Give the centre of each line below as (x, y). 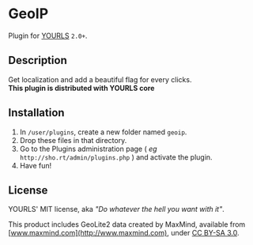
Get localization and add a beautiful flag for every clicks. (100, 79)
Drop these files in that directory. (73, 140)
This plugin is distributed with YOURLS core (81, 88)
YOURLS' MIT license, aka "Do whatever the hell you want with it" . (117, 209)
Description (38, 60)
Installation (36, 113)
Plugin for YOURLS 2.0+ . (48, 36)
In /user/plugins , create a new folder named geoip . (103, 132)
